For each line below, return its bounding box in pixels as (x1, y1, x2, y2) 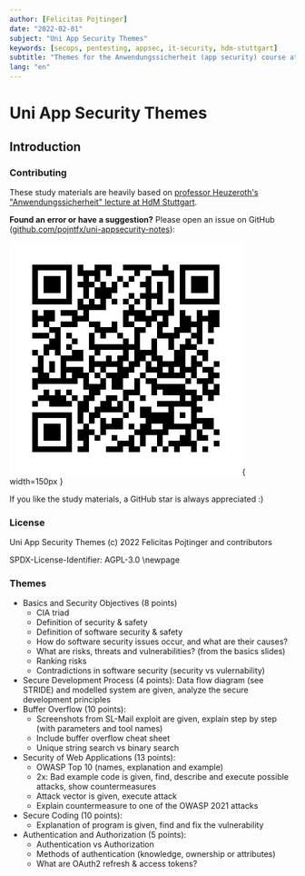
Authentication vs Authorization (35, 839, 154, 850)
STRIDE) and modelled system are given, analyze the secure (22, 684, 249, 695)
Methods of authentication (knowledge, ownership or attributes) (35, 849, 276, 860)
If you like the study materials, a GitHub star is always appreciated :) (9, 493, 264, 504)
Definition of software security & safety (35, 627, 183, 638)
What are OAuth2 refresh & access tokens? (35, 859, 198, 870)
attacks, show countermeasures (35, 781, 157, 792)
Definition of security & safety (35, 617, 148, 628)
